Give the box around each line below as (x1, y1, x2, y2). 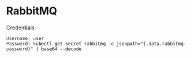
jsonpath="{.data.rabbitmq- (116, 41, 187, 47)
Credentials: (6, 24, 37, 31)
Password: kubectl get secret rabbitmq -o (6, 41, 114, 47)
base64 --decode (41, 46, 82, 52)
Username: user (6, 35, 44, 41)
